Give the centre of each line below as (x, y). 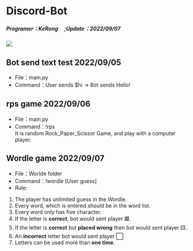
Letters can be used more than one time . (65, 242)
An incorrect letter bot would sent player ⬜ (69, 236)
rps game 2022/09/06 (48, 104)
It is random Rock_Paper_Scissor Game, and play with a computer (95, 133)
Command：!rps (35, 126)
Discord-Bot (37, 11)
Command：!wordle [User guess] (56, 181)
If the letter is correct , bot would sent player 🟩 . (73, 218)
